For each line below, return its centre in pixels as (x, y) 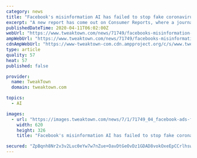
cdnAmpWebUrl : (23, 44)
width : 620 (30, 125)
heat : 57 (17, 60)
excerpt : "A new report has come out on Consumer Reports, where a (90, 22)
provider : (18, 77)
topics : (16, 98)
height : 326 (31, 130)
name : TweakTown (31, 82)
